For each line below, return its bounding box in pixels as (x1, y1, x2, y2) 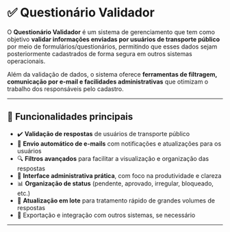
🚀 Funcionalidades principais (7, 111, 133, 123)
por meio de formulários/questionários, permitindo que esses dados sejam (7, 42, 218, 51)
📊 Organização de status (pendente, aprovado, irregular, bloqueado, (16, 179, 214, 188)
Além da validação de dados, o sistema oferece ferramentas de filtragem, (7, 70, 218, 78)
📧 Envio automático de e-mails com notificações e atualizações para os (16, 139, 222, 148)
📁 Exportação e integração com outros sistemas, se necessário (16, 211, 196, 219)
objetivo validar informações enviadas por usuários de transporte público (7, 35, 220, 43)
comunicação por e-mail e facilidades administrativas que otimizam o (7, 77, 209, 86)
